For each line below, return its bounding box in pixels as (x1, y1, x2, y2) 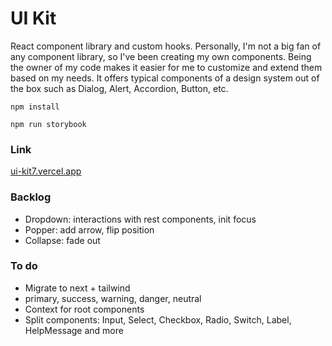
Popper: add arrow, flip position (24, 223, 155, 236)
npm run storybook (10, 119, 87, 129)
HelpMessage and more (24, 324, 124, 336)
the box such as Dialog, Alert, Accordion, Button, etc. (10, 82, 229, 94)
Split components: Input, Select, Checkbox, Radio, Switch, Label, (24, 313, 292, 326)
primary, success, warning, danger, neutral (24, 292, 202, 304)
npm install (10, 102, 60, 112)
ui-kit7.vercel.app (10, 165, 82, 177)
